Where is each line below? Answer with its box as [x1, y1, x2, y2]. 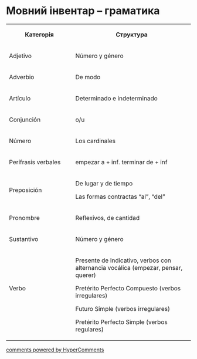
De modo [75, 73, 101, 81]
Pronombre [9, 214, 40, 222]
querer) [75, 271, 96, 279]
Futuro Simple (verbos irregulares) [75, 304, 170, 313]
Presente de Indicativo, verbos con [75, 256, 171, 265]
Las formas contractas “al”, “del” [75, 192, 165, 201]
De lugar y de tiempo [75, 179, 133, 187]
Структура [116, 31, 148, 39]
